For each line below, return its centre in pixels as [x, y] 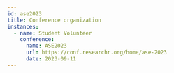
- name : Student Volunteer [53, 33]
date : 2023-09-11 [51, 59]
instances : [23, 26]
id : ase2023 [24, 14]
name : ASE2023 [46, 46]
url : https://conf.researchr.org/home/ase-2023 [96, 53]
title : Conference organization [54, 20]
